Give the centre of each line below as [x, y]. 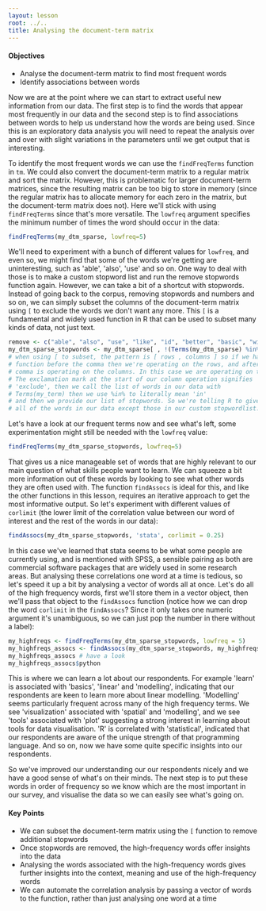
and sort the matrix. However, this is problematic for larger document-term [130, 180]
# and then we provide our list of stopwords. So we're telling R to [125, 402]
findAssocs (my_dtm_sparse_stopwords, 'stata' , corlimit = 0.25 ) [116, 536]
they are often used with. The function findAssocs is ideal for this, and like [129, 487]
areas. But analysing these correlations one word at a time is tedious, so [125, 575]
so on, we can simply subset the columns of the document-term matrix [124, 302]
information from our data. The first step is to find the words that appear [126, 106]
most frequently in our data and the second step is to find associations [123, 114]
